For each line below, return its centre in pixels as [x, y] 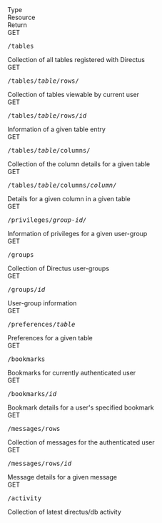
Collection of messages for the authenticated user [81, 442]
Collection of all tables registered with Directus [76, 60]
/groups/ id [26, 289]
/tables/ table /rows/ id [47, 116]
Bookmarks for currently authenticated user [72, 373]
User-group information [42, 303]
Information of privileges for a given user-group [77, 234]
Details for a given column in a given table [69, 199]
